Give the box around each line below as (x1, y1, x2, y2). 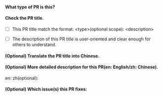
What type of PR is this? (5, 4, 55, 10)
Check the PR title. (5, 15, 44, 21)
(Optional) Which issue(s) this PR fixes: (5, 86, 88, 92)
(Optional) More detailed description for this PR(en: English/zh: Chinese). (5, 64, 159, 70)
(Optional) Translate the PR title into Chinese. (5, 53, 100, 59)
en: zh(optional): (5, 75, 38, 81)
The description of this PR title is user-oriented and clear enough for (12, 36, 151, 42)
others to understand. (12, 41, 57, 47)
